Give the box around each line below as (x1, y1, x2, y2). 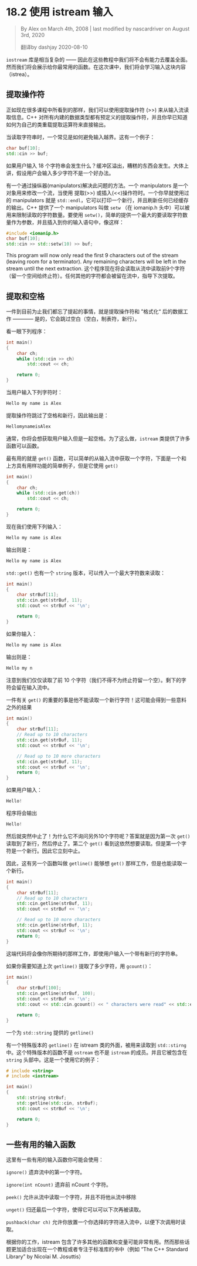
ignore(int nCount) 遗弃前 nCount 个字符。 (6, 1181, 111, 1188)
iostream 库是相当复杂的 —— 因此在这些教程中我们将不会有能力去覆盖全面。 (6, 56, 191, 63)
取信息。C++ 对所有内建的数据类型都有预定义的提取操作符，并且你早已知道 (6, 113, 188, 120)
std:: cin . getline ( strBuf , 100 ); (16, 990, 96, 996)
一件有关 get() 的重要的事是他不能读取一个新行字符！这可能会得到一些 (6, 696, 176, 703)
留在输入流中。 (16, 684, 53, 691)
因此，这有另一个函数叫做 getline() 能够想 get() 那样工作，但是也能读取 (6, 859, 182, 867)
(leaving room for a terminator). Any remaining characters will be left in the (6, 258, 186, 265)
